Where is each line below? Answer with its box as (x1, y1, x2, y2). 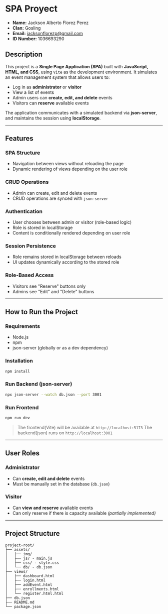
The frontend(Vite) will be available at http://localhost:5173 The (17, 424, 152, 430)
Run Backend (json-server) (5, 381, 72, 388)
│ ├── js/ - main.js (5, 556, 52, 561)
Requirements (5, 322, 40, 329)
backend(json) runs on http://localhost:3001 (17, 430, 112, 436)
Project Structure (5, 529, 60, 538)
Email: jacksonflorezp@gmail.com (12, 30, 83, 36)
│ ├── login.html (5, 578, 46, 583)
